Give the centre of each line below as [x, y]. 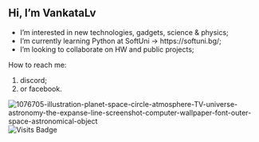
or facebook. [41, 89]
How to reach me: [37, 65]
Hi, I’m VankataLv [52, 13]
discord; [33, 80]
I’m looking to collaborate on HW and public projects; [107, 49]
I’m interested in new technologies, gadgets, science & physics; [124, 32]
